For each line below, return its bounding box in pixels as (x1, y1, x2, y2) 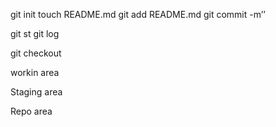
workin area (10, 67, 60, 78)
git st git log (10, 28, 60, 39)
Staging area (10, 86, 63, 98)
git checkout (10, 47, 62, 59)
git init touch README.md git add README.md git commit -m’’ (10, 9, 266, 20)
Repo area (10, 105, 53, 117)
